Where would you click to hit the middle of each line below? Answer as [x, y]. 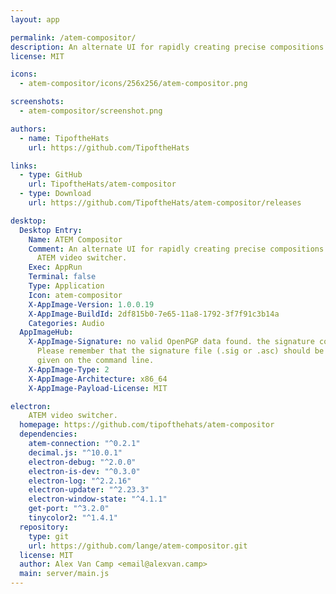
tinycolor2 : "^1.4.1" [73, 518]
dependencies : [48, 434]
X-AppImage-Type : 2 [69, 369]
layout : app [35, 19]
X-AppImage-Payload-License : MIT [98, 388]
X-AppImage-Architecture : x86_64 [98, 379]
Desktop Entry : [51, 230]
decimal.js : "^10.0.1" [75, 452]
